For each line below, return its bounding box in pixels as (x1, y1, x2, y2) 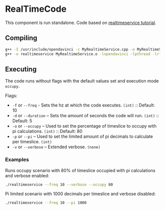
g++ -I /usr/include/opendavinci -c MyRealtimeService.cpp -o (5, 47, 135, 52)
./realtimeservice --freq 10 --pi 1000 (5, 200, 87, 206)
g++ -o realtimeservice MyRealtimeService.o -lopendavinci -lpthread (5, 52, 151, 56)
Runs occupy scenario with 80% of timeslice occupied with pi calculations (5, 167, 156, 173)
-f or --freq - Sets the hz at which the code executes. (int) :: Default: (12, 102, 155, 108)
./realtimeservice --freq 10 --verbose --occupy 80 (5, 182, 113, 187)
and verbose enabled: (5, 173, 50, 179)
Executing (5, 65, 37, 73)
